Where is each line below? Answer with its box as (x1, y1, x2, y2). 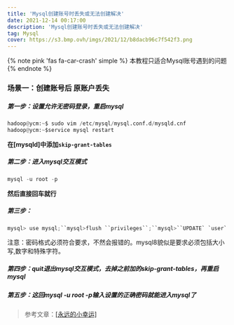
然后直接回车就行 (7, 189, 57, 197)
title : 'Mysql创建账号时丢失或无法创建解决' (7, 10, 125, 18)
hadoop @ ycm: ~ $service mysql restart (7, 126, 114, 133)
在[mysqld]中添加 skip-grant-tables (7, 140, 112, 148)
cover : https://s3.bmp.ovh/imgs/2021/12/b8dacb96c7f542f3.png (7, 37, 193, 44)
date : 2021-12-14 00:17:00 (7, 17, 86, 24)
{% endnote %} (7, 65, 53, 73)
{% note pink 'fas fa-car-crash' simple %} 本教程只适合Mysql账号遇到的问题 (7, 57, 228, 65)
